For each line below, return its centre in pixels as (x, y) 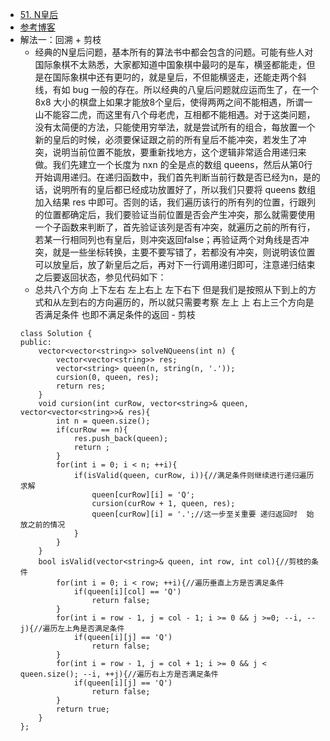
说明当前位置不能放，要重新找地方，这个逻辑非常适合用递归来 (179, 152)
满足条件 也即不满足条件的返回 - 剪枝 (119, 314)
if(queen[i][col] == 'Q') (127, 592)
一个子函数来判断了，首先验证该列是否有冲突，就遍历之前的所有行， (175, 227)
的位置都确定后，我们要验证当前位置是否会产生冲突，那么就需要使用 (175, 214)
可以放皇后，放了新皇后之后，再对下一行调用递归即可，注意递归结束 (175, 264)
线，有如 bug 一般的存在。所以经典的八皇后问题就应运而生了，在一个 (176, 89)
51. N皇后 (39, 14)
